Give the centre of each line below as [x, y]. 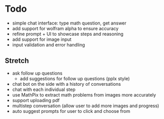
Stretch [17, 61]
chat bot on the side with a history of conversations [66, 84]
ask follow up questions [37, 73]
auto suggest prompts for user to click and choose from [71, 111]
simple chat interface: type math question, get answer [69, 23]
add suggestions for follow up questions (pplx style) [75, 78]
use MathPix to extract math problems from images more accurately [84, 94]
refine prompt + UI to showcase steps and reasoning [68, 34]
